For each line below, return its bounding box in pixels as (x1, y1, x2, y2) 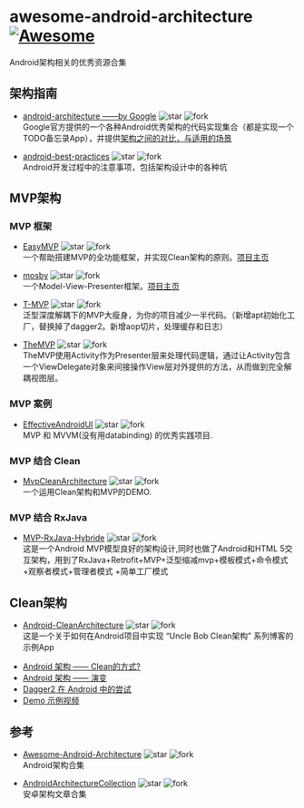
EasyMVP (22, 241, 59, 252)
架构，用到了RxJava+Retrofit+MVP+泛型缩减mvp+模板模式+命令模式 (30, 555, 289, 566)
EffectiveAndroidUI (22, 419, 93, 430)
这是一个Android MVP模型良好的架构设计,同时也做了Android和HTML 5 (22, 543, 286, 554)
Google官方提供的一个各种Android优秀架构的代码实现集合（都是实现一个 (22, 121, 295, 132)
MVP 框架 (9, 220, 53, 233)
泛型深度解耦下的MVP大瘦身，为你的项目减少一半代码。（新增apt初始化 (22, 310, 288, 321)
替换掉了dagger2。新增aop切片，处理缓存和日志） (38, 321, 229, 332)
